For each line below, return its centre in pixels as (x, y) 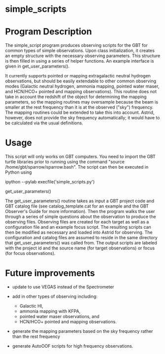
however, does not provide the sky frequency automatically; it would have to (82, 118)
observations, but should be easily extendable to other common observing (81, 81)
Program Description (49, 32)
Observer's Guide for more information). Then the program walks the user (80, 212)
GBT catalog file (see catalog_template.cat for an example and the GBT (77, 206)
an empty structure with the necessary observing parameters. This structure (83, 56)
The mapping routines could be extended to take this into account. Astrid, (80, 112)
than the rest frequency (36, 336)
